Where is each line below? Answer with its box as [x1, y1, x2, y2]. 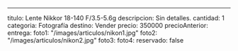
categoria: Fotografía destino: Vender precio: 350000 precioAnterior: [7, 22, 209, 29]
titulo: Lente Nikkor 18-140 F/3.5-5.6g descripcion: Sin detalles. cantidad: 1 [7, 14, 225, 22]
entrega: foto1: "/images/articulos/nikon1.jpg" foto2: [7, 29, 158, 37]
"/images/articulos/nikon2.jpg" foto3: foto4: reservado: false [7, 36, 184, 44]
